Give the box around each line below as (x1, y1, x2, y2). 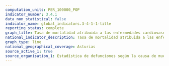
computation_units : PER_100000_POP (5, 7, 80, 12)
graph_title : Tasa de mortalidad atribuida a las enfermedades (5, 30, 141, 35)
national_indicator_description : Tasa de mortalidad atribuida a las (5, 35, 154, 40)
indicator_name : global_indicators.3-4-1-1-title (5, 21, 112, 26)
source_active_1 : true (5, 49, 53, 54)
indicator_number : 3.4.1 (5, 12, 57, 17)
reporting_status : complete (5, 26, 64, 31)
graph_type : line (5, 40, 42, 45)
